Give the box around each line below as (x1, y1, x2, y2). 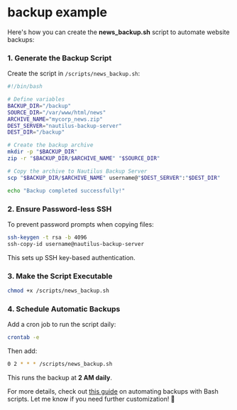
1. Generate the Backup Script (7, 53, 112, 63)
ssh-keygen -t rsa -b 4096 (7, 234, 87, 241)
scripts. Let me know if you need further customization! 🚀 (7, 394, 175, 403)
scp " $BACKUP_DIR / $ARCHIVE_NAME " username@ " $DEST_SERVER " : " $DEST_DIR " (7, 174, 221, 181)
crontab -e (7, 334, 40, 341)
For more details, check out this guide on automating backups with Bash (7, 387, 219, 395)
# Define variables (7, 96, 65, 103)
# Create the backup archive (7, 141, 94, 149)
